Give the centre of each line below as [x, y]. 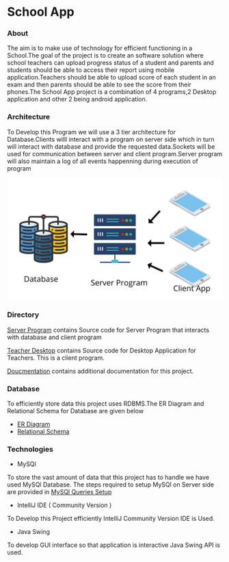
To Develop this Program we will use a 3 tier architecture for [92, 132]
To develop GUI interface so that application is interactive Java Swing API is [114, 545]
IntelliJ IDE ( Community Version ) [64, 505]
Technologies [30, 449]
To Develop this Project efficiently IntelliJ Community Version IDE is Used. [111, 519]
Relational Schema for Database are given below [76, 411]
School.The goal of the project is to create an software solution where [105, 56]
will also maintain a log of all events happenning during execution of [103, 161]
